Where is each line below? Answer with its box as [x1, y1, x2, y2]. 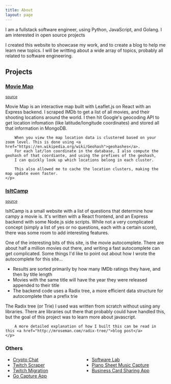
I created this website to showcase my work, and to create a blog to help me [5, 42, 166, 48]
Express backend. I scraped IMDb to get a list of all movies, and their [5, 109, 150, 115]
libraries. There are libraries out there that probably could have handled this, [5, 309, 166, 315]
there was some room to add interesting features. [5, 230, 109, 236]
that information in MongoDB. [5, 125, 67, 131]
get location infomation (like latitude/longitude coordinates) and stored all [5, 120, 160, 126]
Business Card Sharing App [91, 367, 150, 373]
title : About [5, 7, 33, 13]
